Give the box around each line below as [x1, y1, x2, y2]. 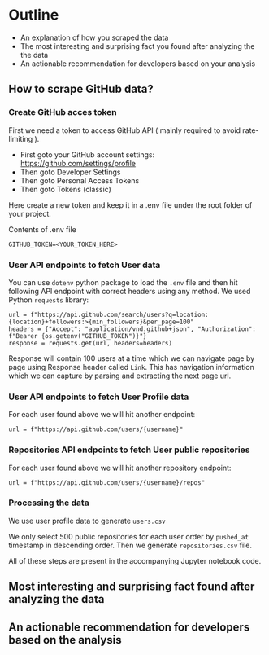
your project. [8, 209, 51, 218]
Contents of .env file [8, 224, 77, 234]
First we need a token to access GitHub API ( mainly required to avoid [8, 125, 241, 135]
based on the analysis [8, 633, 122, 647]
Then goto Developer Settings [20, 167, 121, 177]
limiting [8, 134, 33, 143]
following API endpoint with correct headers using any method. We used [8, 286, 251, 296]
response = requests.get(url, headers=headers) [8, 339, 173, 347]
